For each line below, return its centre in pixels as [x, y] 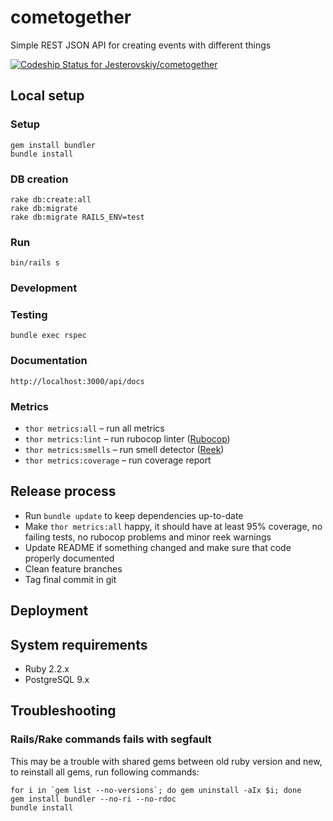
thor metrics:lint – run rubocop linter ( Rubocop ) [127, 439]
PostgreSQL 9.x [57, 680]
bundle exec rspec [48, 336]
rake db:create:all [51, 199]
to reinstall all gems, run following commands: [105, 772]
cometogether [71, 17]
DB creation [39, 179]
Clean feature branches [73, 568]
